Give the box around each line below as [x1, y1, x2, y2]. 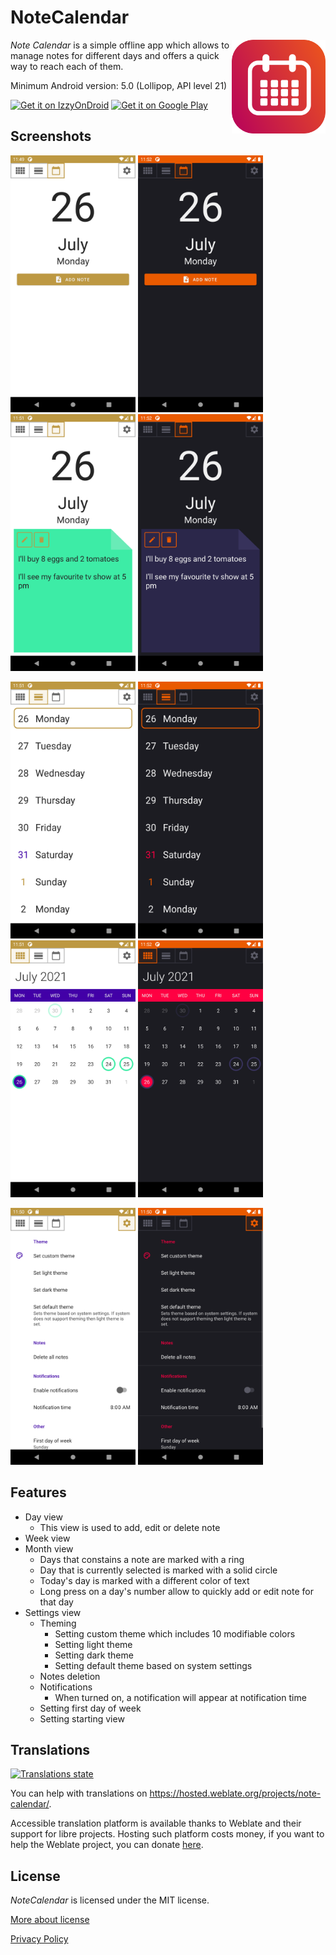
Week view [24, 1532, 71, 1544]
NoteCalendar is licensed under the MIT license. [10, 1894, 210, 1906]
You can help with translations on [10, 1787, 148, 1800]
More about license [10, 1914, 90, 1926]
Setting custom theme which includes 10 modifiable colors [54, 1627, 296, 1640]
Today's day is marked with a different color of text [39, 1574, 250, 1586]
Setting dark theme [54, 1649, 134, 1661]
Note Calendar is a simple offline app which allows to [10, 39, 230, 51]
